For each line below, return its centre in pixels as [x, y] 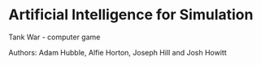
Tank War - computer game [54, 37]
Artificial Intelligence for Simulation [131, 15]
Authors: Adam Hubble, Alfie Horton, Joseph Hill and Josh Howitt [117, 52]
